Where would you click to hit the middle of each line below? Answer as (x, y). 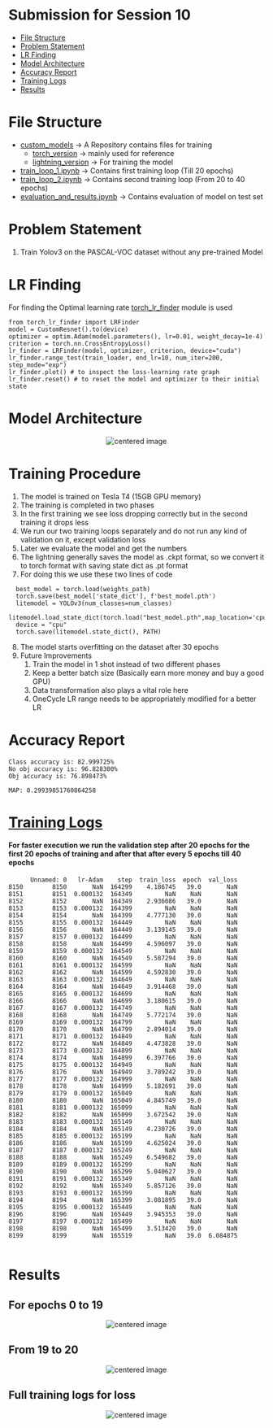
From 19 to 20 (43, 1350)
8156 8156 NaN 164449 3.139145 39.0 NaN (123, 930)
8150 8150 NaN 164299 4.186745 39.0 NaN (123, 887)
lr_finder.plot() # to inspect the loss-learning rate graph (114, 372)
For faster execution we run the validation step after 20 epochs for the (129, 845)
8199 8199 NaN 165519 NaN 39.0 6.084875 (123, 1235)
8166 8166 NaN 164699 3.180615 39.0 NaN (123, 1001)
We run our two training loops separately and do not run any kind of (134, 531)
